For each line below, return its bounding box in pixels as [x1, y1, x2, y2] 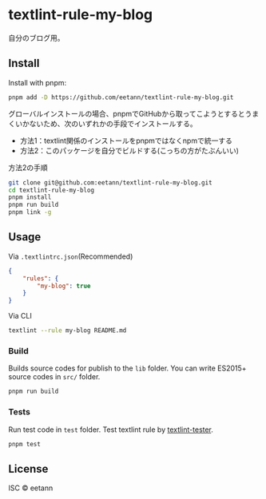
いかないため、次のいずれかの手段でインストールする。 [14, 118, 197, 129]
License [8, 461, 49, 476]
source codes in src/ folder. [8, 372, 101, 382]
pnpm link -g [8, 208, 52, 216]
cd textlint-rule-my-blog [8, 186, 94, 194]
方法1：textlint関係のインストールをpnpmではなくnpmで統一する [19, 136, 233, 145]
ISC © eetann [8, 483, 54, 493]
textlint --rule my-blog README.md [8, 327, 127, 335]
